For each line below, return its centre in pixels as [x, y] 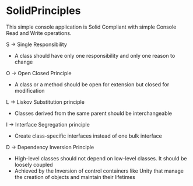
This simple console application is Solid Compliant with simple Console [91, 27]
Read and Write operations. [39, 33]
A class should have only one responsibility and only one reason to [95, 55]
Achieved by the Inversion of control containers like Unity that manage [99, 171]
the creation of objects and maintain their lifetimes [75, 177]
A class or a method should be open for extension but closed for [92, 84]
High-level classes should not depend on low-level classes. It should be [101, 158]
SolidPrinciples [43, 11]
